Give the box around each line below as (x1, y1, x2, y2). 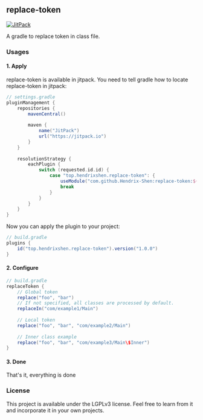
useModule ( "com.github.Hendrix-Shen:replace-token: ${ (60, 178, 199, 185)
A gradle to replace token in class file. (6, 33, 100, 40)
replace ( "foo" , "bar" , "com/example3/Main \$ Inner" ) (17, 339, 150, 346)
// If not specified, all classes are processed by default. (17, 300, 174, 307)
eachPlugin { (28, 161, 61, 168)
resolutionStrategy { (17, 156, 71, 162)
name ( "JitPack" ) (38, 128, 80, 134)
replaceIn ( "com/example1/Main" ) (17, 306, 98, 312)
